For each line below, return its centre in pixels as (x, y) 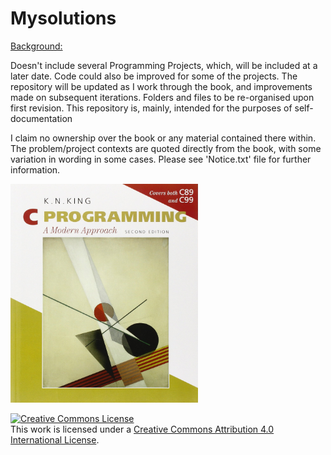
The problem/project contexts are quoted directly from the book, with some (166, 148)
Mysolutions (63, 18)
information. (35, 169)
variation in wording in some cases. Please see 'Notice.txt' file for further (161, 159)
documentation (41, 118)
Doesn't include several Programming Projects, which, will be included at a (164, 65)
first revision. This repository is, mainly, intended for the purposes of (151, 108)
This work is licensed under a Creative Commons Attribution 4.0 (142, 429)
